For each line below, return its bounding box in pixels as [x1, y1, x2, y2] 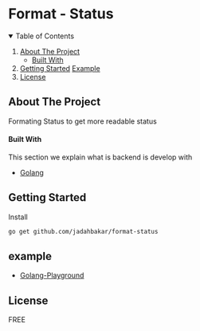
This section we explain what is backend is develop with [8, 152, 193, 162]
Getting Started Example [19, 63, 101, 73]
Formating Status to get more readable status [8, 116, 157, 126]
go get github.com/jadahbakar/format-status [8, 227, 159, 235]
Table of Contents [15, 31, 74, 41]
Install [8, 212, 28, 222]
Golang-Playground [19, 270, 84, 280]
